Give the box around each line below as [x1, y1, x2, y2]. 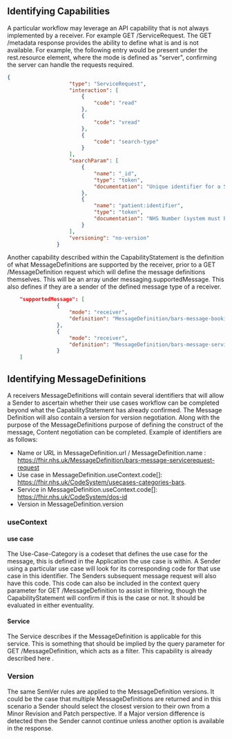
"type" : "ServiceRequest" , [68, 80, 147, 87]
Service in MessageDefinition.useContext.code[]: [17, 486, 157, 493]
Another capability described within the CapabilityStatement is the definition [7, 253, 224, 262]
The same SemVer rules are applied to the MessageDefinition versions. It [7, 687, 215, 695]
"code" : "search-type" [93, 138, 159, 145]
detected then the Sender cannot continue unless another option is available [7, 716, 224, 724]
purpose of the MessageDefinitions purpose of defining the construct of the [7, 421, 224, 429]
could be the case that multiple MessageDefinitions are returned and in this [7, 694, 222, 703]
